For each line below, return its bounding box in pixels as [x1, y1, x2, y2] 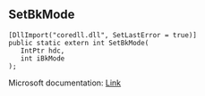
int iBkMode [20, 53, 65, 63]
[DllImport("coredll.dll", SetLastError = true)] [8, 30, 198, 39]
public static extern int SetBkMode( [8, 38, 149, 47]
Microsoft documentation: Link [8, 77, 122, 88]
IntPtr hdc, [20, 46, 65, 55]
